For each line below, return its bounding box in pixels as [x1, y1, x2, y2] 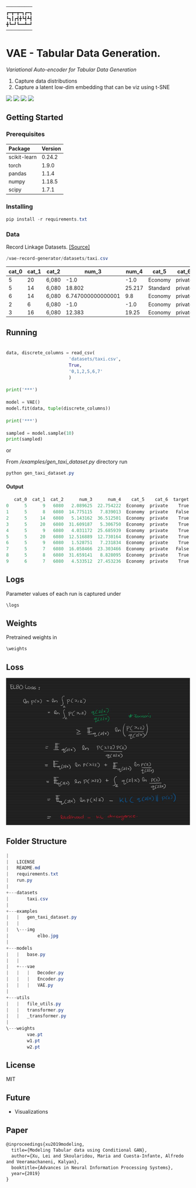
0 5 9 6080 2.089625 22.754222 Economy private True [6, 503, 190, 509]
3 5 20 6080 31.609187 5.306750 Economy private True [6, 521, 190, 527]
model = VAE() [6, 399, 41, 406]
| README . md [6, 865, 41, 871]
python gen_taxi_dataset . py [6, 471, 75, 476]
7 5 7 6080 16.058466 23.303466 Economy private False [6, 546, 190, 552]
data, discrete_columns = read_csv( [6, 350, 95, 356]
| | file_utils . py [6, 1001, 61, 1007]
